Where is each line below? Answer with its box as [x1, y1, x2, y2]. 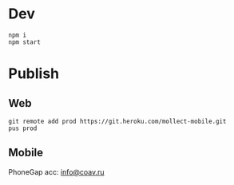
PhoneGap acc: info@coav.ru [8, 167, 105, 176]
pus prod [8, 124, 38, 132]
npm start [8, 37, 42, 46]
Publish [8, 65, 60, 83]
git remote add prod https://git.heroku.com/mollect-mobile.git [8, 117, 227, 125]
